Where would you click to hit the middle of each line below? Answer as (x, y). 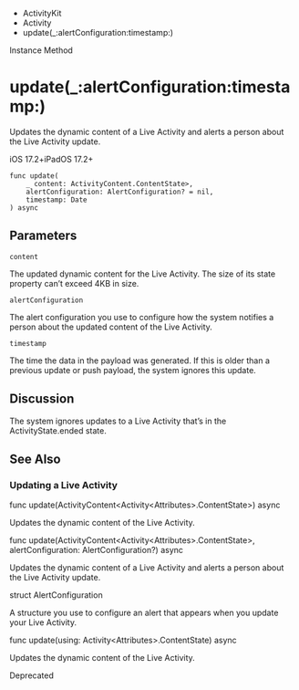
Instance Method (41, 50)
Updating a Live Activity (64, 485)
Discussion (42, 399)
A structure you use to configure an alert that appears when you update (144, 613)
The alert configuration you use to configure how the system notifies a (142, 317)
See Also (35, 459)
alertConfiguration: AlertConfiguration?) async (97, 550)
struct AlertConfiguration (56, 595)
